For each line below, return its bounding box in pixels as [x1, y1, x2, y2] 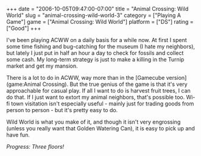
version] [166, 74, 187, 81]
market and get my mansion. [6, 62, 78, 69]
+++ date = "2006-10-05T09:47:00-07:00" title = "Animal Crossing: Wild [6, 5, 189, 12]
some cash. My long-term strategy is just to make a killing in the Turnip [6, 56, 185, 63]
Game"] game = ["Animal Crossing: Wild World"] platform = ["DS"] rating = [6, 18, 194, 25]
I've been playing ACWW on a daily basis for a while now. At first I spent [6, 37, 187, 43]
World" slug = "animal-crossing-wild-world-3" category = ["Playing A [6, 12, 182, 19]
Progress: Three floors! [6, 143, 65, 150]
